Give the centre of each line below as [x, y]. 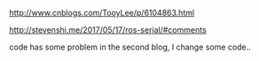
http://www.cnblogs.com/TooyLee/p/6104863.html [102, 13]
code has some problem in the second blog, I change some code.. [130, 47]
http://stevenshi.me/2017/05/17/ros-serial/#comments [108, 30]
